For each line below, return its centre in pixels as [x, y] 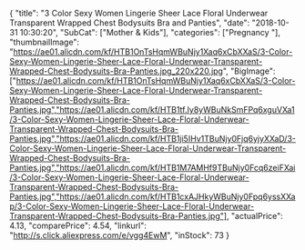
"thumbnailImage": [45, 42]
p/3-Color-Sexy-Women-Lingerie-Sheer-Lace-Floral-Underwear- [132, 206]
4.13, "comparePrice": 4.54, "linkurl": [78, 225]
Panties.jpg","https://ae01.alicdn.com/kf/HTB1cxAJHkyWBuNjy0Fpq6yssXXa [152, 196]
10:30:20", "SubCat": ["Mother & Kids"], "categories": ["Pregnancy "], [150, 32]
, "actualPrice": [255, 216]
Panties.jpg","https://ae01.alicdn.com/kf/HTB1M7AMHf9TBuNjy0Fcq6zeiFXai [152, 168]
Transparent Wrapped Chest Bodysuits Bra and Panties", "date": [130, 23]
